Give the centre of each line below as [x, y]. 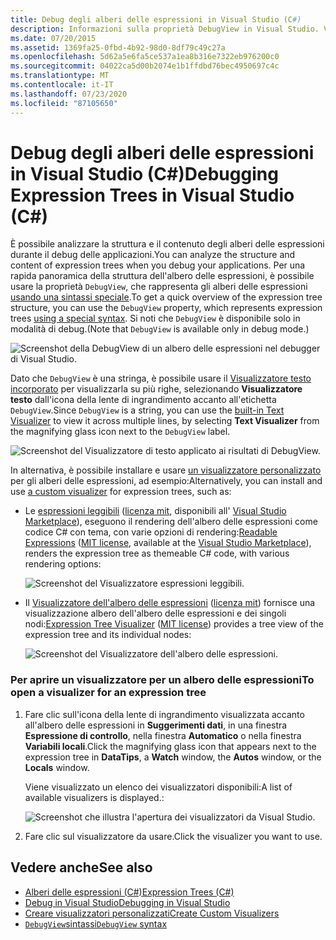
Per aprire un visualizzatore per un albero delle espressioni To [162, 680]
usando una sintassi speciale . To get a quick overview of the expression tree [166, 297]
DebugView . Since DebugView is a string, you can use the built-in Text [147, 410]
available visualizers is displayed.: [94, 797]
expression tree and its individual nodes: [108, 635]
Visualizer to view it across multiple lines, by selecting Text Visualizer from [165, 421]
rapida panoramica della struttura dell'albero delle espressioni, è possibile [162, 276]
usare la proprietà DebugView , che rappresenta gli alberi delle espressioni [159, 287]
